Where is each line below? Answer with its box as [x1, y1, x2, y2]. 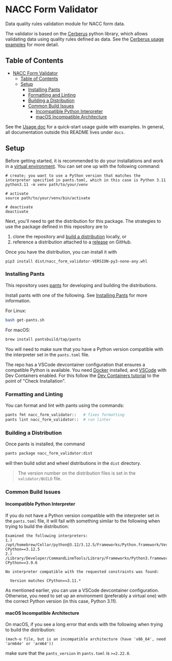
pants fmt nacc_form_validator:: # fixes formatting [5, 412, 125, 417]
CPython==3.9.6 [5, 560, 38, 565]
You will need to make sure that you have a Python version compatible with [5, 346, 164, 352]
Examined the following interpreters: [5, 533, 88, 538]
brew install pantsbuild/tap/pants [5, 336, 81, 342]
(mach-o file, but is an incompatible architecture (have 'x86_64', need [5, 637, 166, 642]
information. [5, 297, 31, 304]
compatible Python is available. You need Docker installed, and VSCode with [5, 367, 167, 373]
